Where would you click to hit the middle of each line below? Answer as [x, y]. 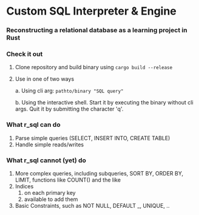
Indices [24, 186]
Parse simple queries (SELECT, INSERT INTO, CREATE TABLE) [93, 138]
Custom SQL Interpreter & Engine [92, 11]
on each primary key [50, 193]
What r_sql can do [33, 125]
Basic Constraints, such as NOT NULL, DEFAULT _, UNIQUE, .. [92, 206]
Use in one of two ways [45, 79]
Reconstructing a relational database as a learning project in [97, 30]
